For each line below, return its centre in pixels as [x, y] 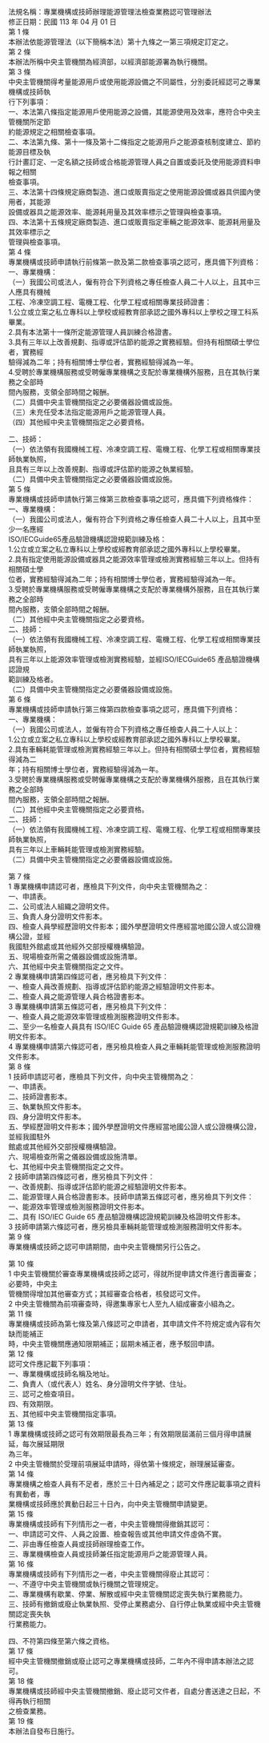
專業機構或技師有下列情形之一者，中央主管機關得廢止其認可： [110, 1574]
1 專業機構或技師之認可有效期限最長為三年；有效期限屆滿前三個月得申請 [126, 1434]
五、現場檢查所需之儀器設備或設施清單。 [75, 956]
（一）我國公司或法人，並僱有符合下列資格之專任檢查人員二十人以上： [124, 729]
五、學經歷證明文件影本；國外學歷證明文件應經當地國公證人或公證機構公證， [134, 1127]
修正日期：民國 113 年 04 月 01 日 [63, 22]
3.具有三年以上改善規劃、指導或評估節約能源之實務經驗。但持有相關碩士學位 [134, 342]
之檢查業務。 [29, 1711]
